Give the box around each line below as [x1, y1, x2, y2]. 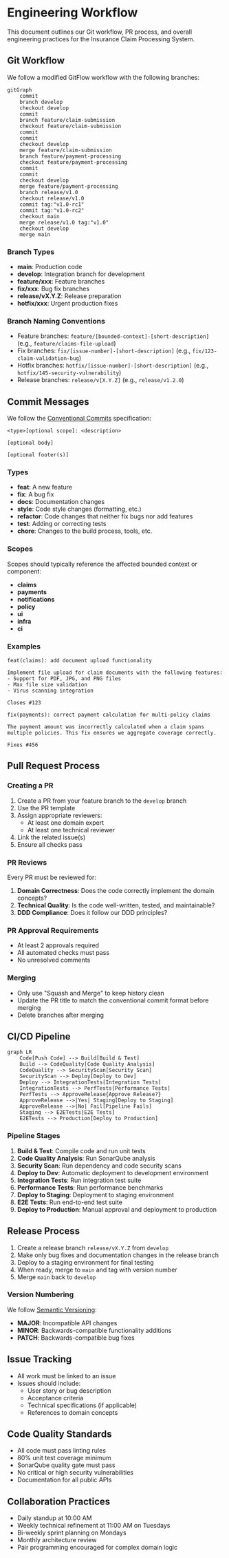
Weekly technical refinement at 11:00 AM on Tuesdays [17, 1522, 171, 1530]
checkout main [19, 213, 60, 220]
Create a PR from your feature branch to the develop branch [17, 797, 187, 805]
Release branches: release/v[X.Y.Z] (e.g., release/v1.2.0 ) [17, 376, 184, 384]
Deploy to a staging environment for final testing [17, 1258, 154, 1266]
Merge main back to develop [17, 1272, 96, 1281]
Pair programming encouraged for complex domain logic [17, 1544, 177, 1552]
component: [7, 567, 41, 576]
